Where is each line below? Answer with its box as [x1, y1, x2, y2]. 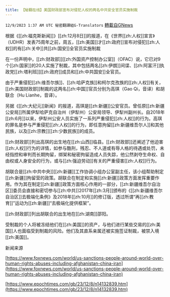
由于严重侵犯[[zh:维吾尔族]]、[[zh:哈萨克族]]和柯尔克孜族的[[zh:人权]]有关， [5, 79, 163, 85]
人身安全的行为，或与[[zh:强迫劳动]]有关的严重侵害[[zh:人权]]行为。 [18, 158, 159, 164]
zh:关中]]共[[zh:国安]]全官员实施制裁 [25, 45, 101, 51]
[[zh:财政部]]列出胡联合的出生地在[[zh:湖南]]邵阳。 [5, 211, 111, 217]
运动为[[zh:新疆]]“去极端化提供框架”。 [15, 200, 94, 206]
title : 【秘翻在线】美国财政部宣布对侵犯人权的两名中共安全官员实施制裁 [5, 7, 138, 13]
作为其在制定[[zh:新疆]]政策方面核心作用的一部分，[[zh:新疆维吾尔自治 [14, 181, 161, 187]
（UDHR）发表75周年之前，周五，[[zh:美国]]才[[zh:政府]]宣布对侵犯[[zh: [5, 39, 156, 45]
